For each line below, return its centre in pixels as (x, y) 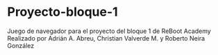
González (21, 45)
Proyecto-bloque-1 (62, 12)
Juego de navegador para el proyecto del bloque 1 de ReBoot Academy (109, 31)
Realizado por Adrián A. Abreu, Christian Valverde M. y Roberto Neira (106, 38)
